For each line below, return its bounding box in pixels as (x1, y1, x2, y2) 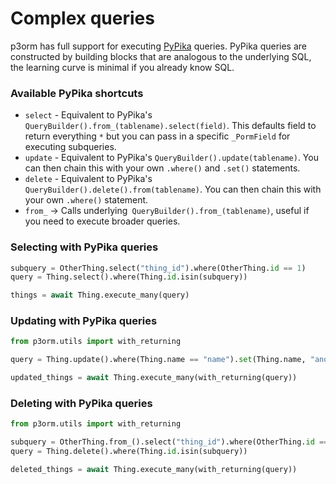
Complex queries (10, 7, 155, 30)
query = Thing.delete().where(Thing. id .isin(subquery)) (10, 447, 248, 457)
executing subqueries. (24, 141, 117, 153)
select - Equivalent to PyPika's (24, 109, 153, 121)
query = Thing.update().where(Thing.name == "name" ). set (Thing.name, (10, 355, 307, 365)
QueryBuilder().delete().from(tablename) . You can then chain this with (24, 183, 322, 196)
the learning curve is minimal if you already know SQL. (10, 61, 235, 73)
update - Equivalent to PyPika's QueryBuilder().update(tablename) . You (24, 152, 319, 164)
